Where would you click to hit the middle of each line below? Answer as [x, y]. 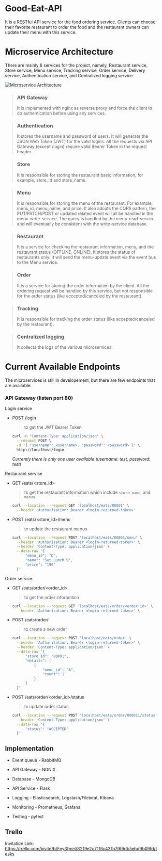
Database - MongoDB [34, 779]
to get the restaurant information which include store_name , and [87, 492]
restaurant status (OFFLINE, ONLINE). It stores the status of [76, 252]
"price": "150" [40, 565]
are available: [18, 386]
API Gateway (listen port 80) [39, 398]
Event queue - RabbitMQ [37, 760]
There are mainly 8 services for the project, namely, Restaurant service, [76, 65]
